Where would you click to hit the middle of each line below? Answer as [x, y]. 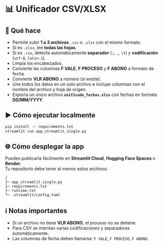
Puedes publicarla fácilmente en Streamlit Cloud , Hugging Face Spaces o [80, 158]
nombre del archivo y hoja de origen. [49, 89]
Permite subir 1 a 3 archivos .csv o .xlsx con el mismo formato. [77, 42]
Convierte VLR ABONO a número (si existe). [57, 79]
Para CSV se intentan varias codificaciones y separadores [71, 228]
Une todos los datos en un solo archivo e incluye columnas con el [79, 84]
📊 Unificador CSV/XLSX [56, 9]
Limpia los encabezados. [37, 63]
